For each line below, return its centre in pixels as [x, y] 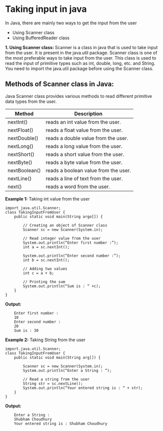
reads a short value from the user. [85, 154]
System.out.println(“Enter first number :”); [71, 243]
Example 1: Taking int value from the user [48, 199]
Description [88, 114]
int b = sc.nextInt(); [46, 260]
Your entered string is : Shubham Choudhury [61, 424]
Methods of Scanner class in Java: [59, 84]
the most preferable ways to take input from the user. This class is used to [81, 58]
